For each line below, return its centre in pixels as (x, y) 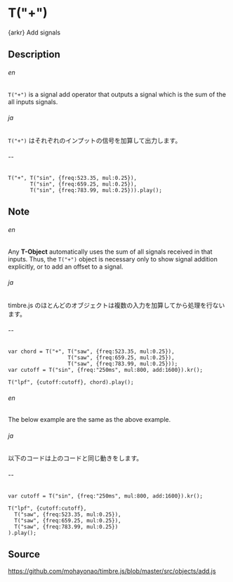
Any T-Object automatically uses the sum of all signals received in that (110, 252)
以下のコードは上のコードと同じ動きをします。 (75, 458)
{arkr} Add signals (34, 32)
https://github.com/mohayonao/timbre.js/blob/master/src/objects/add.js (112, 571)
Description (34, 54)
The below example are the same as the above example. (89, 420)
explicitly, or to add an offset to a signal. (66, 266)
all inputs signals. (33, 102)
